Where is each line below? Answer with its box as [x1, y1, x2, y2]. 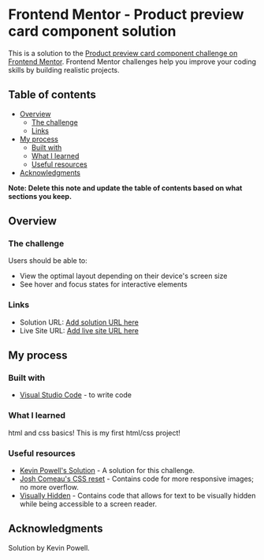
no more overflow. [19, 483, 79, 492]
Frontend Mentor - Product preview [8, 6, 244, 24]
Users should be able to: [8, 256, 88, 265]
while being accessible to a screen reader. [19, 499, 158, 509]
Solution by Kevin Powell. [8, 543, 91, 552]
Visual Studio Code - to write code [19, 390, 132, 400]
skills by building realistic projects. [8, 65, 120, 74]
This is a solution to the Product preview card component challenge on [8, 48, 238, 58]
